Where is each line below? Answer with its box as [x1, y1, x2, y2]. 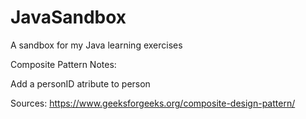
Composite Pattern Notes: [10, 58, 117, 70]
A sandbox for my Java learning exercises [10, 39, 183, 51]
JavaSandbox [10, 6, 127, 29]
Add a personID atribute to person [10, 77, 151, 90]
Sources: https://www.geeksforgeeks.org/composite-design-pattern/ [10, 97, 296, 109]
